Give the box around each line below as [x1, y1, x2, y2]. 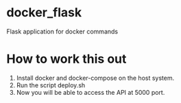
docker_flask [6, 5, 82, 20]
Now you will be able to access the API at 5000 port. [16, 88, 165, 96]
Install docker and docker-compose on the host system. [16, 74, 175, 82]
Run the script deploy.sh [16, 80, 86, 89]
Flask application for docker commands [6, 27, 118, 35]
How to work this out [6, 51, 127, 67]
